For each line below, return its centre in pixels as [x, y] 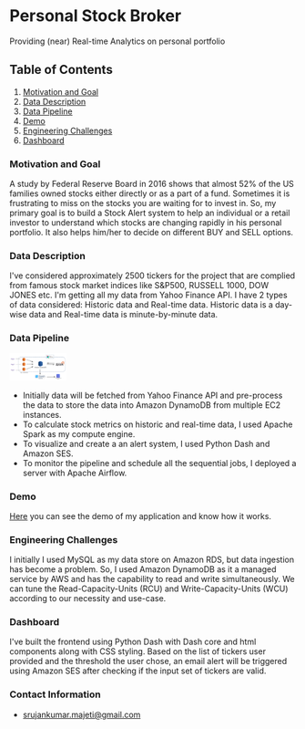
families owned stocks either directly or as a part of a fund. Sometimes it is [150, 193]
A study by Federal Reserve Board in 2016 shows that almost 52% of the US [152, 184]
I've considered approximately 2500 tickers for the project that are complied [152, 276]
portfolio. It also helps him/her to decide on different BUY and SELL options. [152, 233]
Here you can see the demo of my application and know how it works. [140, 516]
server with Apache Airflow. [75, 473]
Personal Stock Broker [96, 16]
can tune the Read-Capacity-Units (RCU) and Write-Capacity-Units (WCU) [149, 588]
